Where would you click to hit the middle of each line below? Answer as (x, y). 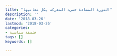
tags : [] (14, 37)
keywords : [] (19, 42)
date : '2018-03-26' (25, 19)
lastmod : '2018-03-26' (29, 23)
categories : (17, 28)
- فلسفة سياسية (21, 32)
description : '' (22, 14)
